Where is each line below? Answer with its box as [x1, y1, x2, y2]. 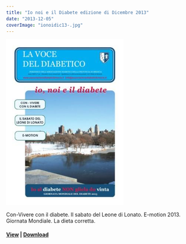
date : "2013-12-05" [6, 15, 54, 22]
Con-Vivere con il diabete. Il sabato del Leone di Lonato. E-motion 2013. [6, 211, 181, 219]
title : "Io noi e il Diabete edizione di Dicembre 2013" [6, 9, 149, 15]
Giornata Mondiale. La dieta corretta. [6, 217, 96, 224]
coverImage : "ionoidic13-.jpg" [6, 22, 83, 28]
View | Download [6, 231, 49, 238]
